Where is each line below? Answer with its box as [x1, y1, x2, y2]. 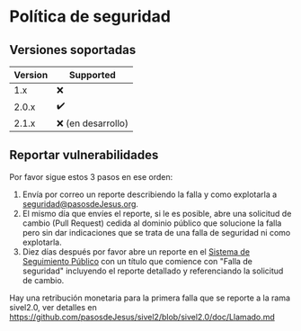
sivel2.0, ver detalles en [9, 301, 97, 312]
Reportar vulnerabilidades [9, 148, 159, 163]
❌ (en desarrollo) [57, 117, 128, 130]
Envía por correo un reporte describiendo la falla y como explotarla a [22, 189, 278, 200]
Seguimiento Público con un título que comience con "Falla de [22, 255, 253, 266]
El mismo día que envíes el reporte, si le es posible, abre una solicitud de [22, 208, 292, 219]
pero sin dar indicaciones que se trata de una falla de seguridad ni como [22, 227, 291, 237]
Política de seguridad [9, 6, 171, 27]
